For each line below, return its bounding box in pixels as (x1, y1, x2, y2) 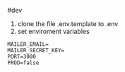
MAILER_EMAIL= (7, 41, 49, 48)
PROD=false (7, 59, 40, 66)
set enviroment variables (17, 28, 90, 35)
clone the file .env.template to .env (17, 20, 119, 28)
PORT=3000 (7, 53, 37, 60)
